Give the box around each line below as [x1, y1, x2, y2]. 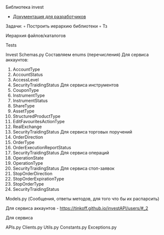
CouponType [12, 87, 39, 93]
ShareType [12, 103, 35, 108]
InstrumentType [12, 93, 45, 98]
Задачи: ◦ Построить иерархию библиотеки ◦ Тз [5, 23, 107, 29]
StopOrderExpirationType [12, 176, 65, 182]
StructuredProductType [12, 113, 61, 119]
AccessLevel [12, 77, 39, 82]
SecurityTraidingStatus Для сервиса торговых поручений [12, 129, 132, 134]
